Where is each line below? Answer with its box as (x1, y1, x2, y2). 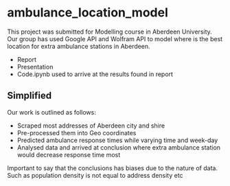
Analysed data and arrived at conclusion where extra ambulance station (16, 143, 221, 152)
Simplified (7, 90, 52, 102)
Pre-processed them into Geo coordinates (16, 128, 137, 137)
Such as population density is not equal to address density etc (7, 171, 183, 179)
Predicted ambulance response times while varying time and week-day (16, 136, 218, 144)
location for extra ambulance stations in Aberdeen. (7, 42, 150, 50)
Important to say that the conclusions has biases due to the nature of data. (7, 163, 218, 172)
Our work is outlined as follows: (7, 108, 96, 116)
